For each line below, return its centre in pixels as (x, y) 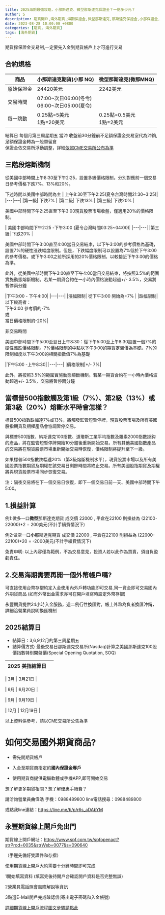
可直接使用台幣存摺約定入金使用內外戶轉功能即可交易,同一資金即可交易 (77, 588)
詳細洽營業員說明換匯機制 (31, 611)
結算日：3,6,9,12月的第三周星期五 (46, 640)
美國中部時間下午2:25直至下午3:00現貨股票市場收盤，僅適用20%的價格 (77, 211)
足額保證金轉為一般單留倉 (31, 142)
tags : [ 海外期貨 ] (21, 33)
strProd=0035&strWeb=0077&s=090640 (47, 845)
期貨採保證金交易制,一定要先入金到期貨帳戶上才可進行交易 (64, 47)
